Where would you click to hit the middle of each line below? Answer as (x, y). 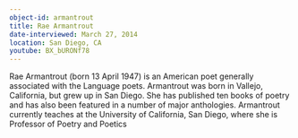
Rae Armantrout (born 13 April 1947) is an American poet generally (132, 76)
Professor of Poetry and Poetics (68, 124)
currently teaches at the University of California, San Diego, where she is (144, 115)
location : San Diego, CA (55, 43)
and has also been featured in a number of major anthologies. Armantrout (145, 105)
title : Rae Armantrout (51, 26)
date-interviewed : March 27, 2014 (74, 34)
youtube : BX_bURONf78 (50, 51)
